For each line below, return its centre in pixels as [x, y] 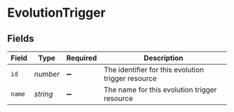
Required [81, 58]
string [44, 94]
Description [164, 58]
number [47, 74]
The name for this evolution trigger [160, 90]
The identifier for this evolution [154, 70]
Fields [21, 39]
